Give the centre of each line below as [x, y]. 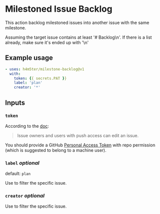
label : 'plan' [28, 83]
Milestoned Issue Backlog [59, 9]
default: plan [18, 174]
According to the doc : [27, 126]
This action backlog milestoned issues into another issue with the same [77, 23]
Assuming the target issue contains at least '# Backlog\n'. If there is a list [79, 37]
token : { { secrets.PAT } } [40, 78]
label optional [22, 163]
